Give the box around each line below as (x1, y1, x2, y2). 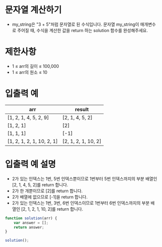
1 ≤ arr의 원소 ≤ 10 (12, 69, 47, 75)
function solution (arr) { (5, 215, 57, 221)
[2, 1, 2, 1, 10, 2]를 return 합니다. (21, 206, 83, 212)
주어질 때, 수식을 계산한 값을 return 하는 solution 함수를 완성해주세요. (17, 27, 148, 33)
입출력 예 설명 (5, 159, 56, 170)
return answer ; (14, 225, 44, 230)
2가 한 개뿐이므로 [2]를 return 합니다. (12, 188, 83, 194)
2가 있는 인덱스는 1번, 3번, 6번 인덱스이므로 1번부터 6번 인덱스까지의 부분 (12, 200, 150, 206)
